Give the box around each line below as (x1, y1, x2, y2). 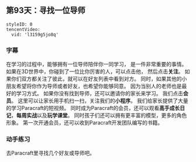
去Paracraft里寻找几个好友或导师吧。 (6, 150, 95, 157)
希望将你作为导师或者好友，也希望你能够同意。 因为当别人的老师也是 (16, 82, 182, 89)
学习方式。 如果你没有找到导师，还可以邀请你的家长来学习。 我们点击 (16, 90, 183, 97)
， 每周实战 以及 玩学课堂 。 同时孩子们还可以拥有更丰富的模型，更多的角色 (11, 112, 187, 119)
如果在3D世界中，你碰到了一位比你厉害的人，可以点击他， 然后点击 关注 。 (6, 68, 184, 75)
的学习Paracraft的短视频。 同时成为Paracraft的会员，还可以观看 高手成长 (6, 105, 180, 112)
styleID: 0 (6, 21, 33, 27)
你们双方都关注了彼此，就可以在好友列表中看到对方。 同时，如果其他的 (11, 75, 182, 82)
